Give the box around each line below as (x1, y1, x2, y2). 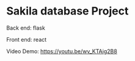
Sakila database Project (6, 4, 129, 18)
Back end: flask (6, 24, 46, 31)
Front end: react (6, 36, 47, 43)
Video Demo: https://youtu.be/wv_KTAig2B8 (6, 47, 117, 55)
